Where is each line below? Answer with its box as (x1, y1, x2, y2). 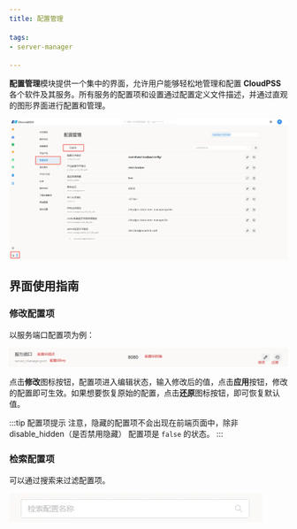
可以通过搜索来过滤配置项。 (9, 474, 110, 486)
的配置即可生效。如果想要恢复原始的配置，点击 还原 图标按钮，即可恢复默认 (9, 387, 280, 398)
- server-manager (9, 42, 73, 51)
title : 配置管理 (9, 14, 64, 23)
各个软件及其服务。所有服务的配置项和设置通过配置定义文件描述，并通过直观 (9, 89, 288, 100)
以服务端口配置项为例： (9, 329, 95, 340)
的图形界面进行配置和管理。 (9, 100, 110, 111)
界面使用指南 (9, 279, 80, 294)
